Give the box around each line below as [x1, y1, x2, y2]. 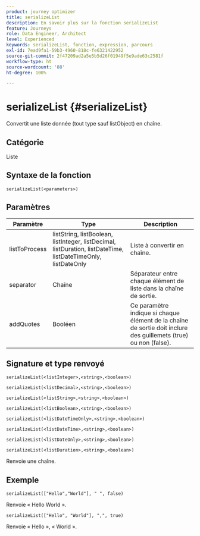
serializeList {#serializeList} [6, 101, 148, 114]
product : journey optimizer [6, 8, 76, 15]
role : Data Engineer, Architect [6, 31, 86, 37]
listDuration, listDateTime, [52, 245, 124, 253]
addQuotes [9, 319, 40, 328]
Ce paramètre [130, 301, 169, 309]
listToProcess [9, 245, 47, 253]
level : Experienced [6, 36, 55, 42]
